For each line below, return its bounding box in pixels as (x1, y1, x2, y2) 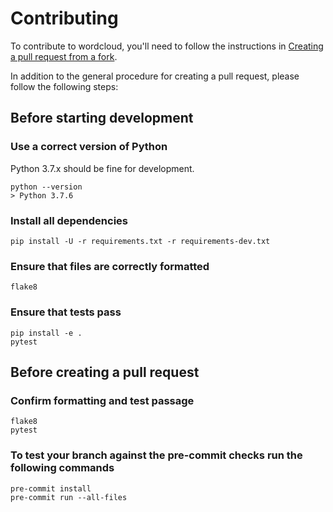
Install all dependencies (10, 213, 128, 227)
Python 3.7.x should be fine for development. (10, 162, 195, 174)
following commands (10, 461, 115, 475)
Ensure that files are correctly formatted (10, 259, 210, 273)
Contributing (10, 7, 119, 30)
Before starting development (10, 110, 194, 127)
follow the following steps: (10, 80, 119, 92)
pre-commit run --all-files (10, 492, 128, 502)
